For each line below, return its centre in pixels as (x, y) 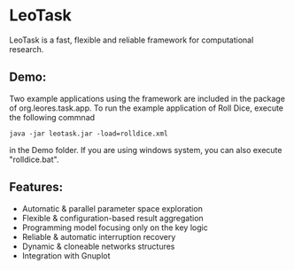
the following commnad (52, 117)
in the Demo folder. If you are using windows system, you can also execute (146, 150)
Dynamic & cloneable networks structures (98, 246)
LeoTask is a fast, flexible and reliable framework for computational (132, 40)
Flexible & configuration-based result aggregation (112, 218)
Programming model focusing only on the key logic (115, 228)
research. (27, 49)
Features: (36, 187)
